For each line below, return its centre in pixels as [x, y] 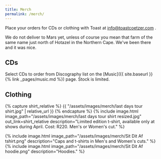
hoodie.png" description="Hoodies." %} [45, 152]
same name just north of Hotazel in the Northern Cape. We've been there [78, 42]
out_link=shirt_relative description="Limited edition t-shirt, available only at [80, 122]
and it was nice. [21, 47]
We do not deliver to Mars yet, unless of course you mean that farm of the [79, 37]
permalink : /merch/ [25, 14]
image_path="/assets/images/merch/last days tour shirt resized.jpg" [73, 116]
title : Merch [18, 9]
